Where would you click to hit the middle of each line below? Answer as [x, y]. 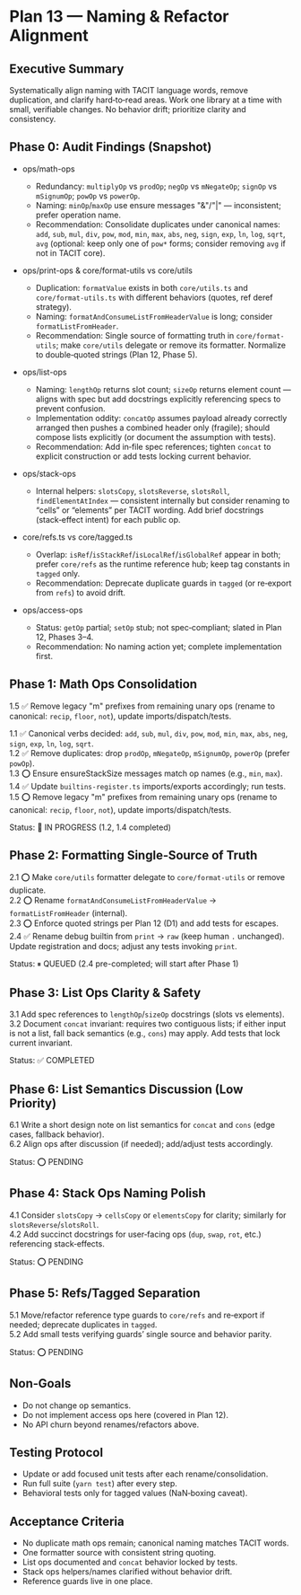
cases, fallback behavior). [57, 1134]
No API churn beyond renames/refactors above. [111, 1424]
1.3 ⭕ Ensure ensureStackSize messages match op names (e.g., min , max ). [146, 773]
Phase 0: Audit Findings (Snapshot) [111, 147]
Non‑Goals [40, 1384]
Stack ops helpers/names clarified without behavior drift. [127, 1572]
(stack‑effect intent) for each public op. [108, 519]
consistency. [33, 119]
